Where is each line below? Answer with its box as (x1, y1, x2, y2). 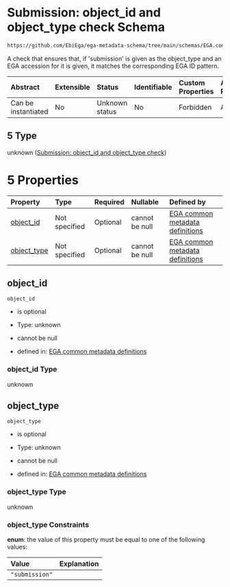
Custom (179, 77, 205, 87)
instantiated (10, 106, 49, 116)
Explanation (59, 559, 99, 568)
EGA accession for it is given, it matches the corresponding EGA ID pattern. (7, 62, 220, 70)
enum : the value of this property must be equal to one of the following (7, 536, 205, 544)
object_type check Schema (7, 19, 166, 35)
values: (7, 543, 27, 551)
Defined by (168, 197, 207, 206)
